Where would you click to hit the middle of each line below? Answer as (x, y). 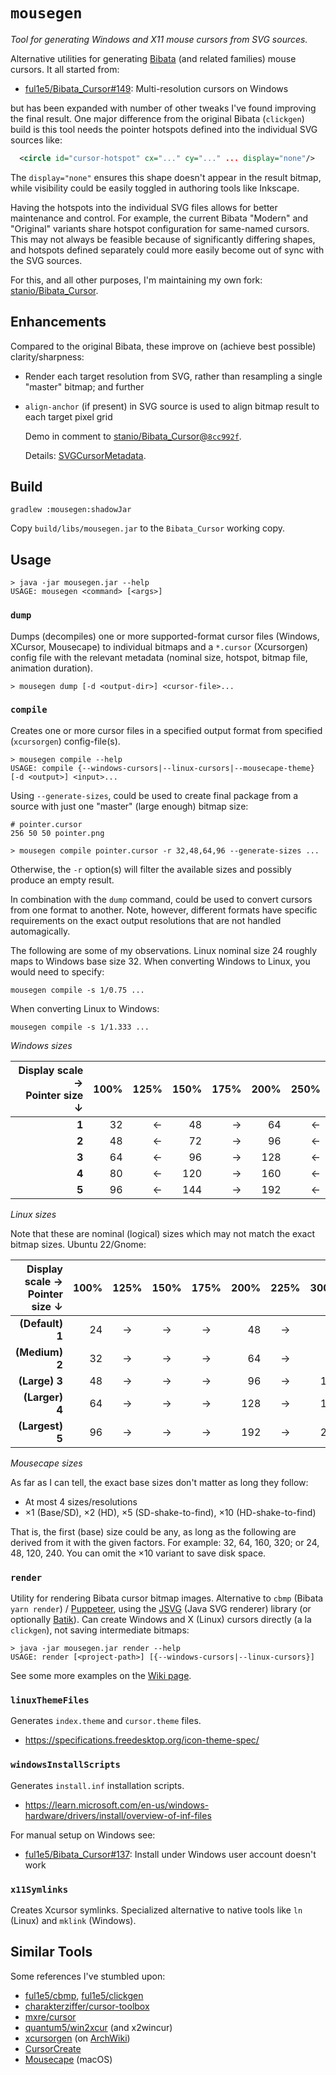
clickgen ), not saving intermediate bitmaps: (100, 1630)
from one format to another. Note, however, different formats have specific (164, 910)
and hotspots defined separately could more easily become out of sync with (167, 250)
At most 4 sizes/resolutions (81, 1501)
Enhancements (58, 322)
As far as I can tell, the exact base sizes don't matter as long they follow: (159, 1482)
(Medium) (39, 1352)
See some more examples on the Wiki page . (101, 1676)
